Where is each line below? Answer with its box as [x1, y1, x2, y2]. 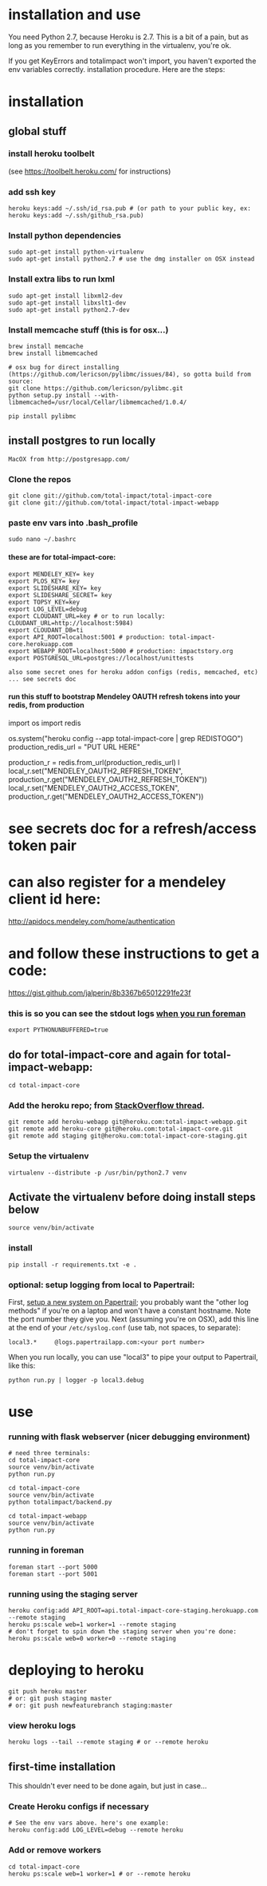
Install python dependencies [8, 230, 122, 241]
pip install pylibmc [8, 413, 77, 421]
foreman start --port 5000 [8, 1563, 98, 1571]
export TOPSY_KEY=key [8, 598, 80, 606]
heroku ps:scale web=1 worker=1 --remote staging [8, 1621, 177, 1629]
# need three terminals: [8, 1449, 91, 1457]
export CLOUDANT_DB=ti [8, 626, 84, 634]
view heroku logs [8, 1720, 77, 1731]
